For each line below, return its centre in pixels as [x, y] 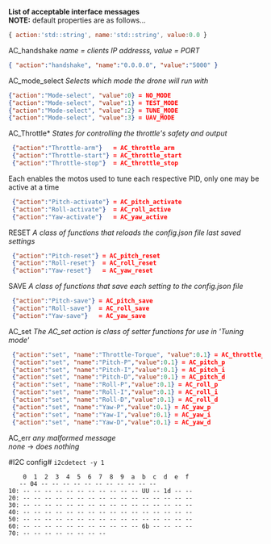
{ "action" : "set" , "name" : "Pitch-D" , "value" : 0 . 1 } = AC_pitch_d [119, 377]
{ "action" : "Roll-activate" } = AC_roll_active [92, 209]
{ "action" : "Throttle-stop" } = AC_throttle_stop [95, 163]
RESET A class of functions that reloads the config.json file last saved [125, 232]
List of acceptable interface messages [74, 12]
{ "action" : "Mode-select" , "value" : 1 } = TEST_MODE [94, 103]
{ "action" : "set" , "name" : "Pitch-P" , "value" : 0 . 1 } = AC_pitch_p [119, 362]
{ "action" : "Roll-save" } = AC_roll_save [81, 308]
